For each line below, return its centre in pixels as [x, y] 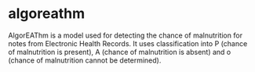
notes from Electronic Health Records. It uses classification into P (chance [128, 43]
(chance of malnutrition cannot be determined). [85, 60]
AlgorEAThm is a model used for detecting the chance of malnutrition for [126, 35]
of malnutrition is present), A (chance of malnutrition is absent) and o [120, 52]
